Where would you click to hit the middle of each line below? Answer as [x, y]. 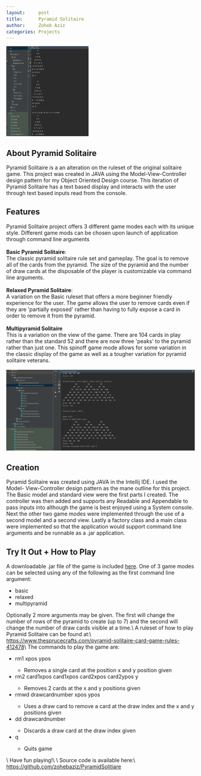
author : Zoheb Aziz [36, 25]
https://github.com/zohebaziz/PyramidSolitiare [64, 767]
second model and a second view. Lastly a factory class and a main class [97, 520]
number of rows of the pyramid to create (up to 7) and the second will [92, 622]
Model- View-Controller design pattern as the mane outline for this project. [98, 489]
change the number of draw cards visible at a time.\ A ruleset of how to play [100, 628]
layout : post [28, 13]
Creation [23, 467]
